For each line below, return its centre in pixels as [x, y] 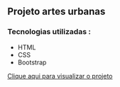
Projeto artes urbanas [56, 12]
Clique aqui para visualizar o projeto [60, 76]
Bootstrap [32, 62]
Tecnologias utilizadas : [49, 32]
